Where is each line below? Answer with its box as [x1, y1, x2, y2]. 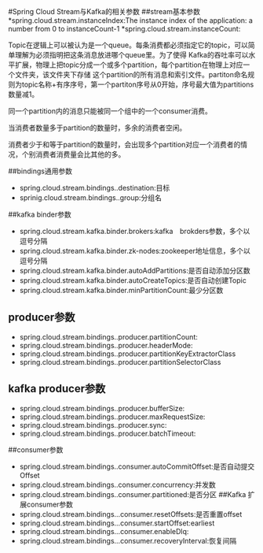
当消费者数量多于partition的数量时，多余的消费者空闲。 [8, 123, 187, 132]
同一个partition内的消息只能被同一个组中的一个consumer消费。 [8, 106, 212, 116]
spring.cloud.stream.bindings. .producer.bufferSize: [19, 403, 185, 413]
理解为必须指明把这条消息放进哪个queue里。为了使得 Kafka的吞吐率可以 [14, 50, 249, 59]
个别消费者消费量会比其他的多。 [21, 150, 126, 159]
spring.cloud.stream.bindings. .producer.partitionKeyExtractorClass [19, 349, 236, 358]
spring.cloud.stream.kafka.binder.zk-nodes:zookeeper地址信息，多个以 [19, 247, 251, 255]
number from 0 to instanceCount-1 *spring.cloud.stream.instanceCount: [8, 24, 241, 33]
